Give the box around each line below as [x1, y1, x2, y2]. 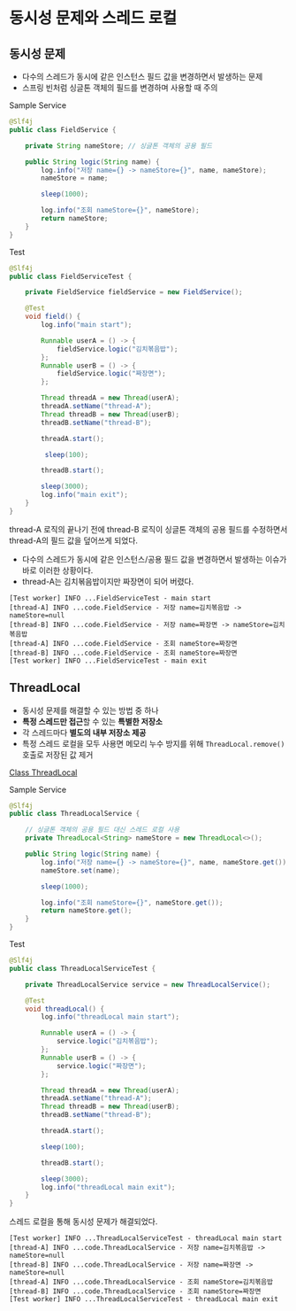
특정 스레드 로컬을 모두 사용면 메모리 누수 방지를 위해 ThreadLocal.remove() [21, 738, 285, 749]
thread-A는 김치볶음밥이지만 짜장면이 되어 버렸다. [21, 576, 194, 586]
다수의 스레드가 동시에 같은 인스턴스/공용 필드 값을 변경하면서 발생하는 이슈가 [21, 554, 287, 564]
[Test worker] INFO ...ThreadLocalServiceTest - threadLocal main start [9, 1234, 283, 1243]
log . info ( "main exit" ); [41, 491, 128, 500]
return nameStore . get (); [41, 906, 133, 915]
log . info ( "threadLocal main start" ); [41, 1012, 179, 1021]
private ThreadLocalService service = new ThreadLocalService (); [25, 980, 271, 989]
